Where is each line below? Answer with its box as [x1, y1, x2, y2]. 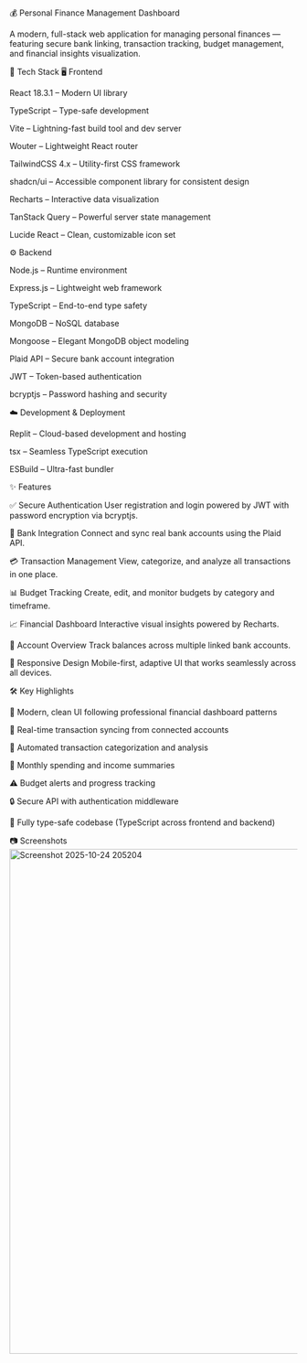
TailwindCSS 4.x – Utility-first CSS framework [9, 158, 181, 169]
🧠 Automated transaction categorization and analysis [9, 742, 208, 753]
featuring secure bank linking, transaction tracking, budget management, [9, 38, 285, 48]
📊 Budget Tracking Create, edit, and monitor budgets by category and [9, 587, 275, 597]
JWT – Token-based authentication [9, 371, 142, 381]
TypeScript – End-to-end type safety [9, 300, 148, 311]
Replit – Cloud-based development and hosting [9, 428, 187, 439]
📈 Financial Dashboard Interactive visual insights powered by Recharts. [9, 618, 280, 629]
